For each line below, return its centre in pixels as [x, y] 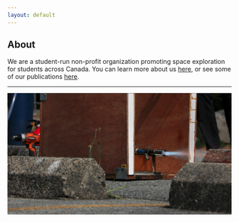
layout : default [31, 15]
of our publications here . [43, 77]
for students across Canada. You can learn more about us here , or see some [119, 69]
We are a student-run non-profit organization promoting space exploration [116, 62]
